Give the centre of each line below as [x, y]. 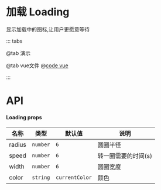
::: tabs [14, 41]
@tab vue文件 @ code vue [37, 65]
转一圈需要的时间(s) [125, 156]
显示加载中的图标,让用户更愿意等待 [48, 29]
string [41, 178]
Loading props [24, 117]
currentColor [74, 178]
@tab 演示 [18, 53]
